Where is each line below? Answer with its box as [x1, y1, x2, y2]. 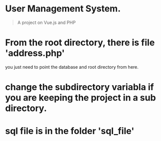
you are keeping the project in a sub [5, 92, 156, 104]
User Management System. [5, 3, 121, 14]
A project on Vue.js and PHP [17, 19, 76, 25]
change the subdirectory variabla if [5, 82, 155, 93]
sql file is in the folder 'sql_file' [5, 126, 135, 137]
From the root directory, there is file [5, 37, 155, 48]
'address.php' [5, 48, 65, 59]
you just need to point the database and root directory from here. [5, 64, 139, 70]
